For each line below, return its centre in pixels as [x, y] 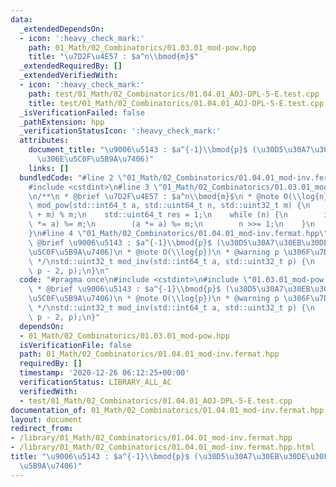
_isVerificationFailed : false [82, 112]
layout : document [46, 419]
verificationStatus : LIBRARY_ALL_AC [95, 382]
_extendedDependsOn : [62, 29]
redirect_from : [42, 429]
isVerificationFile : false [75, 345]
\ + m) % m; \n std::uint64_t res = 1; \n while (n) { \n [158, 215]
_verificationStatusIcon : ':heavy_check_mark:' [120, 131]
